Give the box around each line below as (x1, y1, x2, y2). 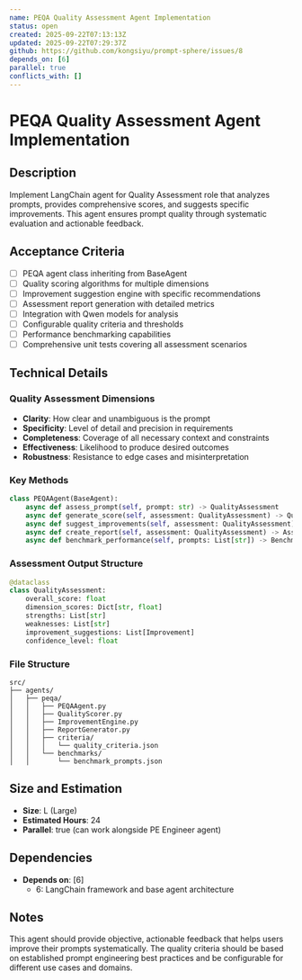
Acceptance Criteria (9, 244, 125, 259)
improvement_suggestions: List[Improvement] (25, 627, 195, 637)
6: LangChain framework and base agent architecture (35, 884, 235, 895)
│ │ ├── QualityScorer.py (9, 709, 123, 718)
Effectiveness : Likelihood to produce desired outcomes (22, 442, 229, 453)
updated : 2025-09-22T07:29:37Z (9, 38, 127, 48)
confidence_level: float (25, 636, 119, 645)
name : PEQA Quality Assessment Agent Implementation (9, 13, 211, 22)
